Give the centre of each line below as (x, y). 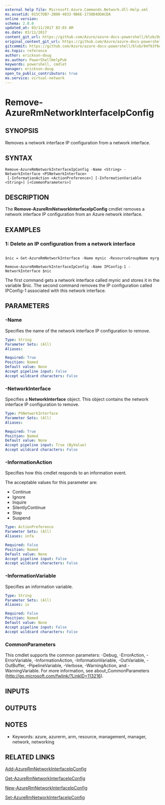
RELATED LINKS (30, 757)
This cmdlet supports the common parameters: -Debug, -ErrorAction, (75, 655)
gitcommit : (16, 46)
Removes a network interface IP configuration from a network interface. (78, 142)
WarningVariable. (23, 671)
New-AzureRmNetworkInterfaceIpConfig (46, 788)
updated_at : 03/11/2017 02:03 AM (39, 28)
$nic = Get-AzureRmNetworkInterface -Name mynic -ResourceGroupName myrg (82, 258)
